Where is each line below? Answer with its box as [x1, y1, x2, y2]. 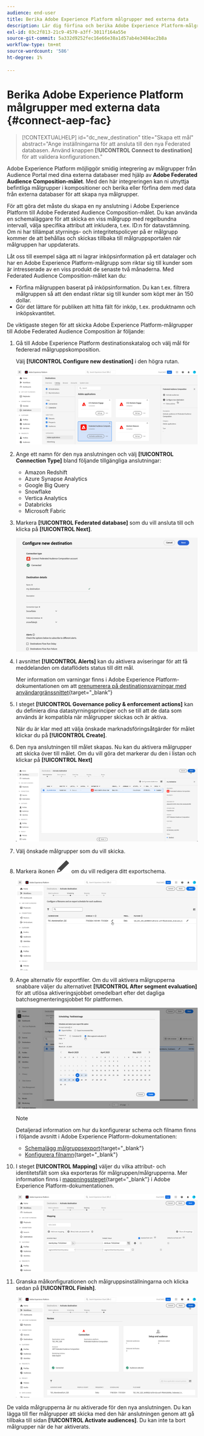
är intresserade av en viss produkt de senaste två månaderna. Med [7, 265, 174, 273]
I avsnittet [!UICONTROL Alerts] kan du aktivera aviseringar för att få [15, 658, 188, 665]
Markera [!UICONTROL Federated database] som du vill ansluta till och [15, 519, 194, 526]
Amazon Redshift [24, 469, 68, 476]
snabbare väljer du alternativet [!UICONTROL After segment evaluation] [15, 983, 197, 990]
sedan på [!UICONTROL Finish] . [15, 1284, 96, 1292]
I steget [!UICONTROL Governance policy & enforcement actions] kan [15, 701, 193, 708]
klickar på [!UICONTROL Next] [15, 756, 93, 764]
